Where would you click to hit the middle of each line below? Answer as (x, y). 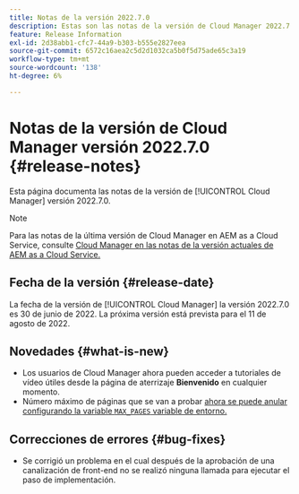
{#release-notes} (75, 166)
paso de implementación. (69, 480)
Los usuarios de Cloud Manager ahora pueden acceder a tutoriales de (152, 373)
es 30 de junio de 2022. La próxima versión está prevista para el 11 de (138, 314)
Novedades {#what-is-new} (90, 351)
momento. (41, 392)
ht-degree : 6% (36, 76)
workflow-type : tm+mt (50, 59)
